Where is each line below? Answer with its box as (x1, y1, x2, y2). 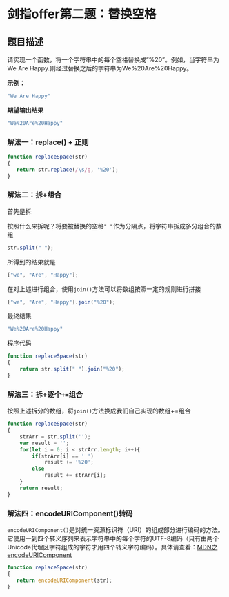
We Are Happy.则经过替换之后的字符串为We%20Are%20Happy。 (7, 64, 193, 72)
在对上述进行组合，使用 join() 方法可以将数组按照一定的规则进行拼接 (7, 284, 201, 293)
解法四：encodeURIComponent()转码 (7, 509, 133, 518)
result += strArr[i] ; (43, 472, 107, 479)
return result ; (19, 485, 63, 491)
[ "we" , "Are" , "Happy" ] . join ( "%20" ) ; (7, 298, 116, 306)
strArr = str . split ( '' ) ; (19, 433, 91, 440)
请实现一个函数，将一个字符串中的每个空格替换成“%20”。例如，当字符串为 (7, 56, 219, 63)
